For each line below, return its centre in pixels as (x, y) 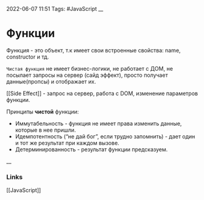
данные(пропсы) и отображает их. (51, 81)
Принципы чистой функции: (43, 112)
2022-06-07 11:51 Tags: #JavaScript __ (55, 9)
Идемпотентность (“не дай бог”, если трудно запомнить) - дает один (105, 136)
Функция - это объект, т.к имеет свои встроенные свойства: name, (93, 50)
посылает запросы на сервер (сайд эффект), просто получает (87, 75)
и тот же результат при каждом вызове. (67, 143)
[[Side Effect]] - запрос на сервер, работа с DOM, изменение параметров (102, 93)
